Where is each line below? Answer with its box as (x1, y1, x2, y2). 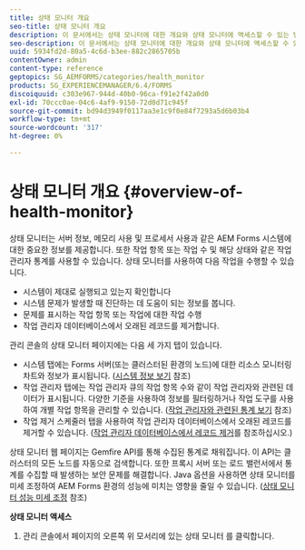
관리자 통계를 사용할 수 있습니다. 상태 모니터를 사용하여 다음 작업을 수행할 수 (9, 255, 279, 266)
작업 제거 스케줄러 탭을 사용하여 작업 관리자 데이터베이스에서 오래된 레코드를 (22, 415, 292, 426)
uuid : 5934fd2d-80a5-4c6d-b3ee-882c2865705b (9, 47, 181, 56)
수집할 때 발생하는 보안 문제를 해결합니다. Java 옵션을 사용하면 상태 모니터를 (25, 469, 296, 480)
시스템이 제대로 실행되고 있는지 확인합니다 (22, 285, 172, 296)
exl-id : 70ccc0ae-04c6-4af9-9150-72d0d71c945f (9, 97, 189, 107)
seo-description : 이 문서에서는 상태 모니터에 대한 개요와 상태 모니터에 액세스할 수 (9, 38, 290, 48)
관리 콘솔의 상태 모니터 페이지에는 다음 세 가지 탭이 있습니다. (9, 339, 222, 350)
